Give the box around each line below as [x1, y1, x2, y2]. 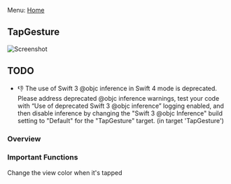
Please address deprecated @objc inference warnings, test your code [17, 94, 220, 102]
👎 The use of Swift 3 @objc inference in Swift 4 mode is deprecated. [17, 84, 217, 92]
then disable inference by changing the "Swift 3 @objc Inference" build [17, 108, 223, 118]
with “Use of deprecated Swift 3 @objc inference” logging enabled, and [17, 101, 224, 110]
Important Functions [7, 153, 78, 162]
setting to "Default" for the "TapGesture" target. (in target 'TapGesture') [17, 116, 224, 125]
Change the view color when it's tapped [7, 168, 122, 177]
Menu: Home [7, 6, 45, 14]
